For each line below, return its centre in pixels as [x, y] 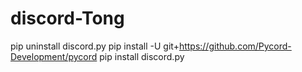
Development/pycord [54, 56]
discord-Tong [67, 18]
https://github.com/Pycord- [235, 46]
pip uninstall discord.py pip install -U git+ [95, 46]
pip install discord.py [142, 56]
